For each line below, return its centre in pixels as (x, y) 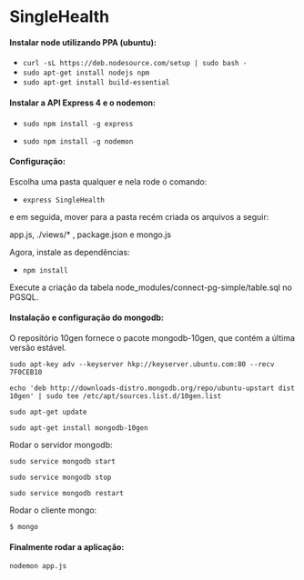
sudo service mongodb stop (61, 477)
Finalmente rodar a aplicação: (67, 546)
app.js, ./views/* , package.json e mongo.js (90, 235)
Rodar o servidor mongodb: (61, 445)
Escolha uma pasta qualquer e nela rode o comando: (108, 181)
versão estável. (38, 348)
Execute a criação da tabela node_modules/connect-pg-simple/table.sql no (151, 287)
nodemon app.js (38, 566)
